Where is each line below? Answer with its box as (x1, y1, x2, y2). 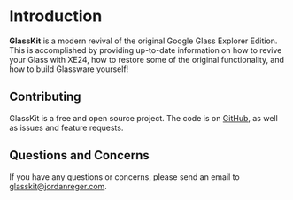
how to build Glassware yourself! (9, 64, 129, 74)
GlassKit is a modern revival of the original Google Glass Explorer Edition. (9, 35, 278, 46)
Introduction (9, 6, 103, 27)
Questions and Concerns (9, 148, 150, 163)
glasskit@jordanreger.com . (9, 181, 108, 191)
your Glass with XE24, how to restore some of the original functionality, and (9, 54, 285, 65)
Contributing (9, 89, 81, 104)
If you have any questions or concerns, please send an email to (9, 171, 241, 182)
